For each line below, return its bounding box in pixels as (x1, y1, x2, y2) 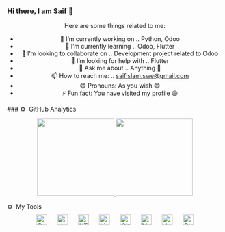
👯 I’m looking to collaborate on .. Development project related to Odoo (21, 49, 219, 57)
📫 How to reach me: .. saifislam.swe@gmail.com (51, 72, 189, 80)
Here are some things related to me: (64, 22, 166, 30)
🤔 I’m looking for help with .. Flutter (70, 57, 170, 65)
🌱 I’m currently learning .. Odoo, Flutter (65, 42, 175, 51)
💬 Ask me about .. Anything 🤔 (78, 64, 161, 73)
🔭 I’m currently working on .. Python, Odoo (60, 35, 180, 43)
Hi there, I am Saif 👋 (7, 6, 73, 16)
